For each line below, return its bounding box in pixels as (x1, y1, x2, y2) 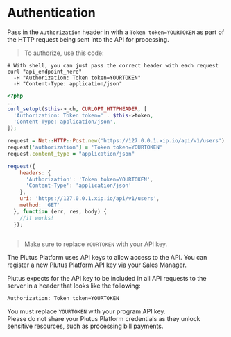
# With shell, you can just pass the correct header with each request (7, 62, 219, 69)
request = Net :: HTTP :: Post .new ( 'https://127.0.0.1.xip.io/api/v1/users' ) (7, 138, 225, 145)
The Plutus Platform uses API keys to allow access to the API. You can (7, 253, 207, 261)
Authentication (7, 5, 96, 21)
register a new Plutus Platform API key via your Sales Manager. (7, 261, 187, 269)
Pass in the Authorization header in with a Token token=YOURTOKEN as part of (7, 28, 225, 36)
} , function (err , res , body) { (13, 208, 108, 215)
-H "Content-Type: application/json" (13, 80, 123, 88)
